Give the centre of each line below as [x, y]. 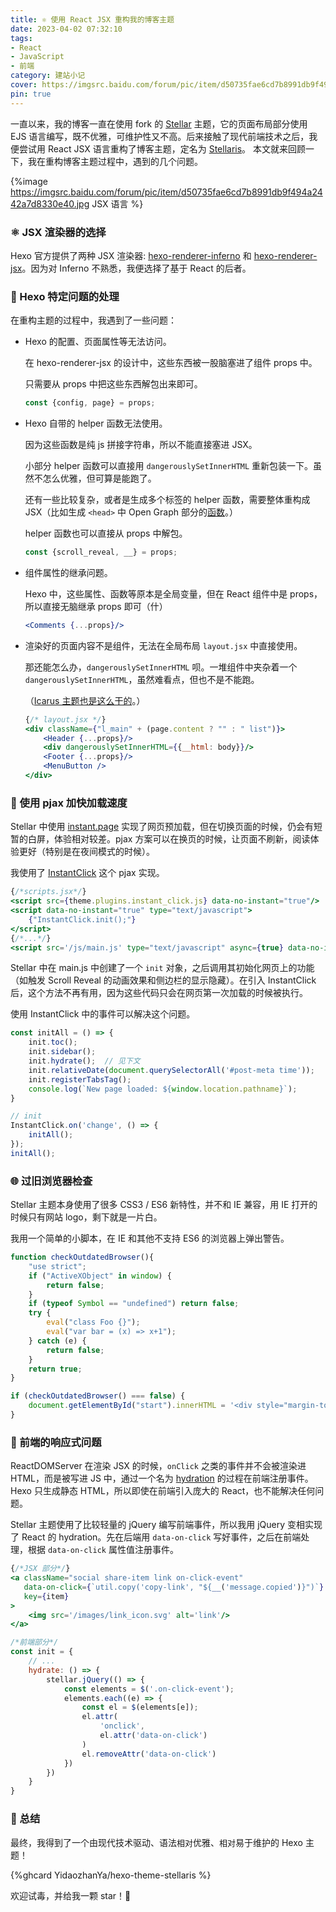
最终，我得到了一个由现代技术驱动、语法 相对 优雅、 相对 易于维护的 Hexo [156, 1842]
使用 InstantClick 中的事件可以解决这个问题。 [103, 1014]
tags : [21, 38]
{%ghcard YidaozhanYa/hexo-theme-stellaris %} [111, 1875]
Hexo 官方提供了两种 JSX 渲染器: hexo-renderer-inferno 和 [131, 255]
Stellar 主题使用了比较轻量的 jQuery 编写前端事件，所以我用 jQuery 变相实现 [166, 1525]
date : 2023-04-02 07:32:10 [66, 29]
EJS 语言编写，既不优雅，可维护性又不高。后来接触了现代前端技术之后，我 [164, 136]
